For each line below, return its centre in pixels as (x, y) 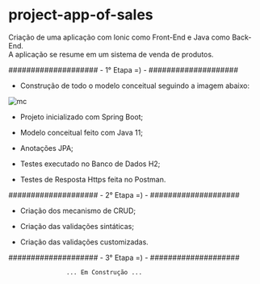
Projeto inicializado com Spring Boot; (82, 117)
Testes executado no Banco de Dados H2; (90, 164)
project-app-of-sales (81, 15)
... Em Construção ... (104, 272)
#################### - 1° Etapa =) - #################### (124, 69)
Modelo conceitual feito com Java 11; (82, 132)
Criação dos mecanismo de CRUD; (78, 211)
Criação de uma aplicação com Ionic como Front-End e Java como (119, 37)
